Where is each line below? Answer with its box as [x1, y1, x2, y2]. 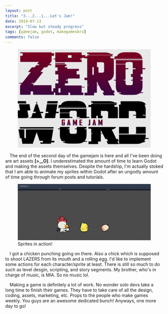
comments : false [5, 35, 39, 40]
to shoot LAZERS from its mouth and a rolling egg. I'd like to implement [5, 256, 151, 262]
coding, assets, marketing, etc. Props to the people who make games [5, 292, 148, 298]
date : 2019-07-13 [5, 19, 42, 24]
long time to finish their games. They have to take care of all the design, [5, 287, 153, 293]
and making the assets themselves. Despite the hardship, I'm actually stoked [5, 163, 163, 169]
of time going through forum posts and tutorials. [5, 174, 104, 180]
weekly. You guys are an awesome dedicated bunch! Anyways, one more [5, 297, 156, 303]
